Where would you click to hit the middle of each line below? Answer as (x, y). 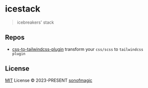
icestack (23, 9)
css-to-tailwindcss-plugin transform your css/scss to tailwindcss (78, 49)
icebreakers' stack (35, 22)
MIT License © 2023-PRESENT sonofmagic (49, 80)
